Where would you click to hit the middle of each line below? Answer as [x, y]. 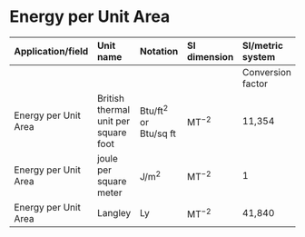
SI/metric [263, 45]
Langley [114, 212]
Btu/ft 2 [154, 110]
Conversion [267, 72]
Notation [159, 51]
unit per [113, 121]
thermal [113, 109]
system [258, 56]
